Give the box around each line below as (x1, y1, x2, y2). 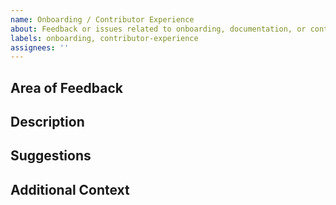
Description (10, 114, 85, 131)
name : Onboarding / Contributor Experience (10, 14, 195, 25)
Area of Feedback (10, 79, 123, 96)
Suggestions (10, 147, 92, 165)
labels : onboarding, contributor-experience (10, 33, 199, 43)
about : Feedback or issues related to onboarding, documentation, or (10, 24, 307, 34)
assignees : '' (10, 42, 70, 53)
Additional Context (10, 181, 130, 198)
